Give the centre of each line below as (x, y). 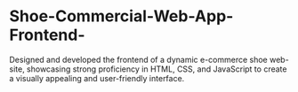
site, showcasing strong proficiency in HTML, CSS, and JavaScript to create (148, 69)
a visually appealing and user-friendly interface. (97, 78)
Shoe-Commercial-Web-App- (121, 16)
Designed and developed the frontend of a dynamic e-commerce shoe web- (149, 59)
